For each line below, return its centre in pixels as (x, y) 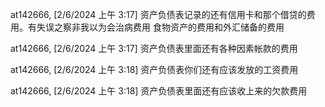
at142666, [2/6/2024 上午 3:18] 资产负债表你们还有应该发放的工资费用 (154, 69)
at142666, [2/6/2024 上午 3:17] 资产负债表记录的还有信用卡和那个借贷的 (158, 14)
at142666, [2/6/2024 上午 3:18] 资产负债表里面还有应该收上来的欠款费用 (159, 91)
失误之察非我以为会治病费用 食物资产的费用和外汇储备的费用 (160, 27)
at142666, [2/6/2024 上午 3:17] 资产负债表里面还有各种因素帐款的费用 (154, 48)
